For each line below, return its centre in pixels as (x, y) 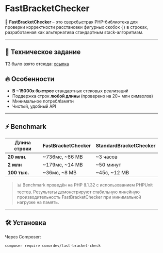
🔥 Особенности (30, 79)
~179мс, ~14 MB (63, 165)
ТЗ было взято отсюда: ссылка (37, 64)
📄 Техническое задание (43, 52)
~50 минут (108, 165)
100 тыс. (18, 173)
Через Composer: (23, 237)
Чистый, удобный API (34, 106)
